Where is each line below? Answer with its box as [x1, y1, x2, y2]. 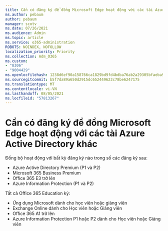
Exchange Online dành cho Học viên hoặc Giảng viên [12, 205, 122, 211]
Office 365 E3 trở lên [12, 175, 56, 181]
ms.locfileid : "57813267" [5, 95, 59, 100]
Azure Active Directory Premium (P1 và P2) [12, 164, 101, 170]
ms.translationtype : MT [5, 81, 55, 86]
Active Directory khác [5, 138, 97, 150]
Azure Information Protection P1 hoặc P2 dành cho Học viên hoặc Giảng [12, 216, 161, 222]
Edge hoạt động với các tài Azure [5, 128, 145, 139]
